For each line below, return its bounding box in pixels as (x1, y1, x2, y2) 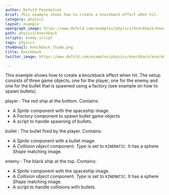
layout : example (5, 21, 39, 27)
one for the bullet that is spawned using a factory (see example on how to (5, 83, 158, 89)
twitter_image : (5, 54, 37, 59)
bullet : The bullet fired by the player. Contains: (5, 128, 102, 134)
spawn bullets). (5, 88, 37, 94)
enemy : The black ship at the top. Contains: (5, 158, 97, 164)
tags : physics (5, 40, 35, 45)
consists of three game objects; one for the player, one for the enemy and (5, 77, 158, 83)
